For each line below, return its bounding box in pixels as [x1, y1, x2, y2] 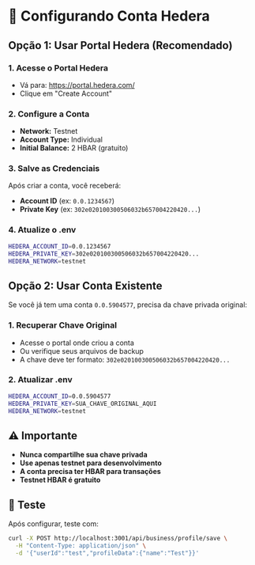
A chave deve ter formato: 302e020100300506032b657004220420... [19, 355, 231, 364]
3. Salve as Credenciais [8, 163, 100, 174]
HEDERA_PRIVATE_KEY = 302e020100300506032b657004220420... [8, 249, 200, 258]
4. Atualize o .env [8, 225, 77, 236]
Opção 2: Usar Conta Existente [8, 279, 163, 292]
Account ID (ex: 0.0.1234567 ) [19, 196, 115, 206]
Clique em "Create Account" [19, 89, 113, 98]
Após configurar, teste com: [8, 519, 99, 529]
